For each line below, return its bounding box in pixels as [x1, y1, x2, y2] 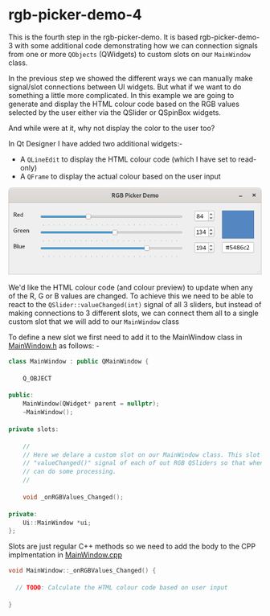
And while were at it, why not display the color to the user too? [8, 123, 215, 133]
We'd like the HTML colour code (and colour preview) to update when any [8, 282, 253, 292]
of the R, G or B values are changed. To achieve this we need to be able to [8, 291, 254, 301]
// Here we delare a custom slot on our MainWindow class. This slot [22, 450, 261, 459]
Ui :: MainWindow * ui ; [22, 519, 92, 527]
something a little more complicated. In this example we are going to [8, 90, 235, 100]
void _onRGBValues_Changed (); [22, 493, 125, 501]
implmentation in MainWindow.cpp [8, 550, 123, 560]
